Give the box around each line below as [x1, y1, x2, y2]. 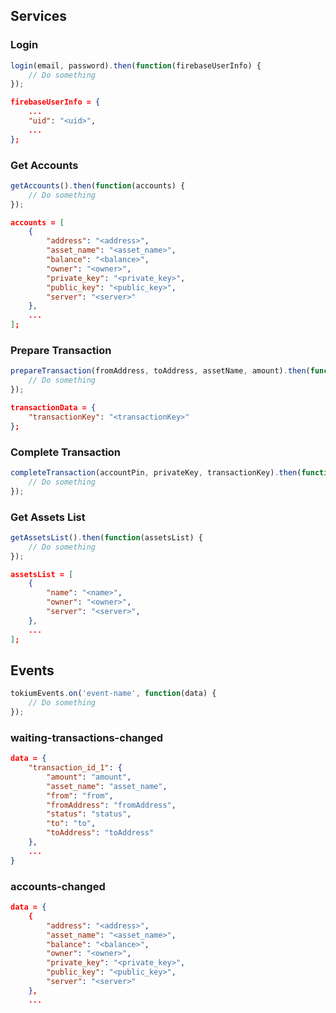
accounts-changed [10, 879, 106, 893]
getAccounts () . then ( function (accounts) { [10, 180, 186, 191]
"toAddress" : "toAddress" [46, 828, 155, 838]
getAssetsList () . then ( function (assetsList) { [10, 532, 203, 543]
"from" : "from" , [46, 790, 114, 801]
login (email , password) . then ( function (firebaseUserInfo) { [10, 60, 262, 71]
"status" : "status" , [46, 809, 132, 819]
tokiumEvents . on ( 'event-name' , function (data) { [10, 689, 217, 699]
